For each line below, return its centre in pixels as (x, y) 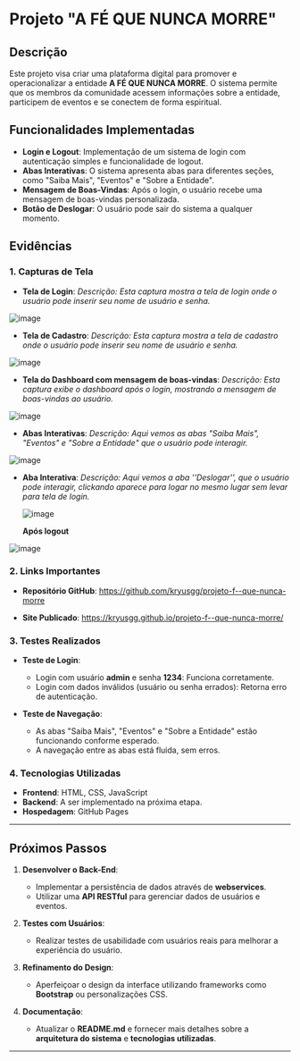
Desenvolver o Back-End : (70, 870)
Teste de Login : (51, 661)
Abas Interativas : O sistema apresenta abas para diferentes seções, (148, 171)
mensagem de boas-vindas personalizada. (101, 199)
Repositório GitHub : (59, 591)
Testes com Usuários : (63, 923)
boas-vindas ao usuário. (67, 399)
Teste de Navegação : (62, 714)
